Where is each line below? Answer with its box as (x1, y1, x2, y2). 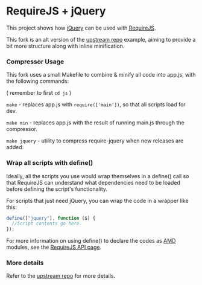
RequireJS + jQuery (6, 4, 106, 18)
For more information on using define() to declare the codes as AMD (6, 237, 176, 245)
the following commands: (6, 77, 69, 85)
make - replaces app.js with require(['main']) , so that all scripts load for (6, 101, 186, 108)
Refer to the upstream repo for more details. (6, 272, 116, 280)
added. (6, 144, 24, 151)
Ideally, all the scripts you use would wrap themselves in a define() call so (6, 172, 189, 179)
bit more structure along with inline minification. (6, 42, 125, 50)
